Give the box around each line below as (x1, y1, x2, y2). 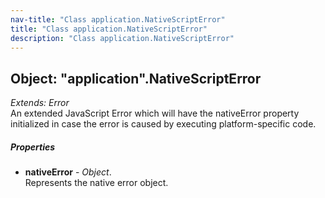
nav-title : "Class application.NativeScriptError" (10, 14, 226, 25)
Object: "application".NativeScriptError (10, 70, 262, 87)
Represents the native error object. (24, 177, 169, 189)
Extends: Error (10, 97, 70, 109)
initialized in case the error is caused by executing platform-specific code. (10, 118, 317, 130)
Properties (10, 141, 56, 153)
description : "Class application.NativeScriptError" (10, 33, 235, 43)
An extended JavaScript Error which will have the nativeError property (10, 107, 300, 120)
